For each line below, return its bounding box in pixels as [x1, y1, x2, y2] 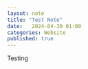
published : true [7, 36, 54, 42]
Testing [7, 54, 29, 62]
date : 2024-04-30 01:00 [7, 23, 81, 29]
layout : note [7, 10, 45, 17]
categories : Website [7, 29, 67, 36]
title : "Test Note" [7, 16, 63, 23]
